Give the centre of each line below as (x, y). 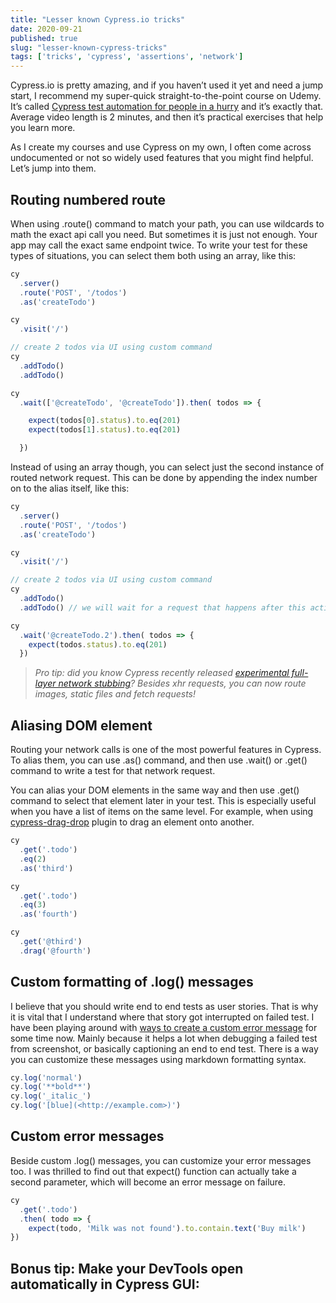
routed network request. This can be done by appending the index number (164, 478)
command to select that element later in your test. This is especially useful (163, 801)
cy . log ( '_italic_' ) (51, 1096)
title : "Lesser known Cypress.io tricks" (98, 19)
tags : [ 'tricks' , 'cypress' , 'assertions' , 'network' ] (127, 57)
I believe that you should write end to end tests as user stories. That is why (164, 1006)
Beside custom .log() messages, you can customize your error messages (161, 1160)
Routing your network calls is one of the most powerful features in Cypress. (166, 750)
